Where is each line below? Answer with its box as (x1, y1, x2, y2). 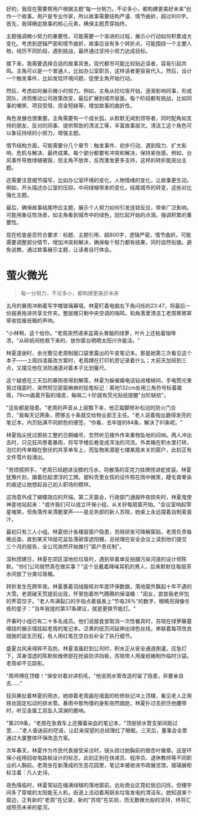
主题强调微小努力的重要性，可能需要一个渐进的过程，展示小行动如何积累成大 (6, 32, 192, 40)
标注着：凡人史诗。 (6, 769, 53, 776)
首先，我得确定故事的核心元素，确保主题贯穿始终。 (6, 20, 130, 27)
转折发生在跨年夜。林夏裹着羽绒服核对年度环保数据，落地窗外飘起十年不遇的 (6, 583, 192, 590)
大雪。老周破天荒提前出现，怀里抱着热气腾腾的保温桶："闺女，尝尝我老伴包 (6, 590, 190, 597)
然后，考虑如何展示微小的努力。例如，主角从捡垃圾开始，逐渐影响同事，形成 (6, 87, 192, 94)
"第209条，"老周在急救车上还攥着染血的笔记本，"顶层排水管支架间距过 (6, 719, 178, 726)
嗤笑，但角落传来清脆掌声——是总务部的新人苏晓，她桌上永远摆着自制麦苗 (11, 508, 192, 515)
